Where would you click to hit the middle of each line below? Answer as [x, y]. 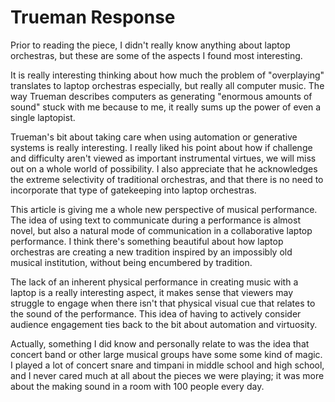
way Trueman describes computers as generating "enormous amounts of [161, 96]
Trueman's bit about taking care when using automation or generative [154, 137]
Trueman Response [93, 17]
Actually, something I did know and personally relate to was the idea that [160, 343]
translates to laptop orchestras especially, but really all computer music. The [167, 85]
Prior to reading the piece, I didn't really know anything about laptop [150, 45]
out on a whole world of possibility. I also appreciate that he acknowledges [164, 168]
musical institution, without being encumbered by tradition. [131, 262]
